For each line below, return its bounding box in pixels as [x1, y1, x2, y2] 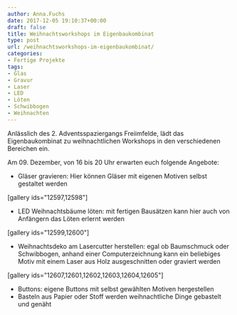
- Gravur [7, 76, 33, 84]
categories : [7, 50, 43, 58]
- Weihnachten [7, 110, 50, 117]
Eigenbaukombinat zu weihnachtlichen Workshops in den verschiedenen [7, 137, 221, 145]
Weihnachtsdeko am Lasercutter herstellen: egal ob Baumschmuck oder [17, 242, 230, 250]
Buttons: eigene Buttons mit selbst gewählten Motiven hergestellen [17, 284, 214, 293]
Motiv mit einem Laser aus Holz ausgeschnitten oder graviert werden [17, 257, 221, 265]
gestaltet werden [17, 179, 68, 188]
